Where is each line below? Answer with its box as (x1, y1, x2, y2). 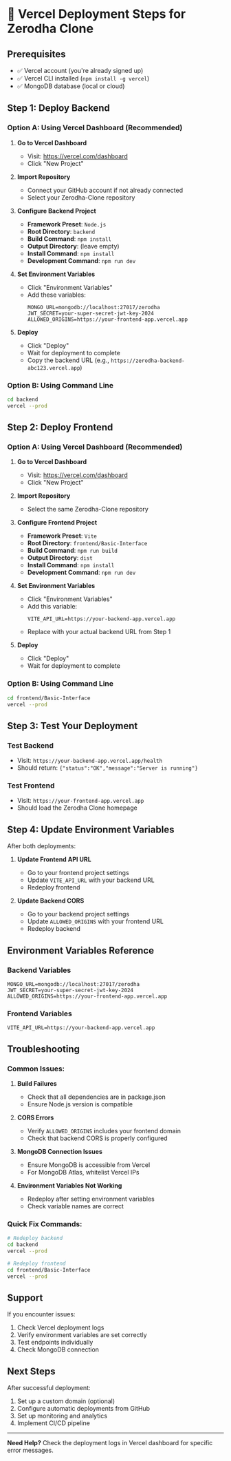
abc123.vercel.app (27, 364, 80, 371)
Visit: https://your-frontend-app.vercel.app (16, 797, 144, 805)
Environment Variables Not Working (16, 1181, 122, 1190)
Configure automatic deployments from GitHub (16, 1405, 150, 1413)
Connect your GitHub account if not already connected (27, 186, 184, 194)
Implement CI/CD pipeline (16, 1419, 91, 1427)
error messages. (7, 1446, 54, 1455)
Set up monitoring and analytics (16, 1411, 108, 1420)
